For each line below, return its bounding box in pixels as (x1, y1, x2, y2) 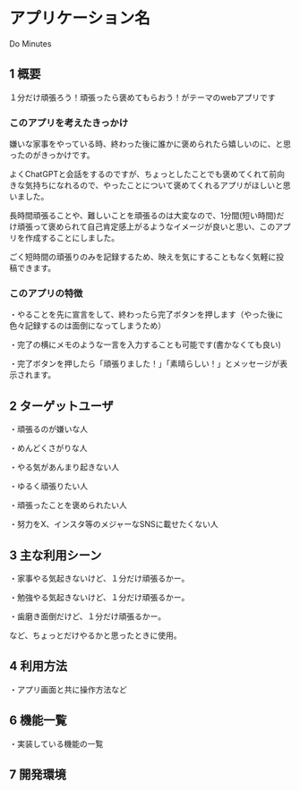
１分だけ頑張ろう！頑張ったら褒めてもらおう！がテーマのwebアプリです (9, 91, 276, 103)
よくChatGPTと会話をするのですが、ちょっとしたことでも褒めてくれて (9, 169, 270, 180)
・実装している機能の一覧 (9, 738, 104, 749)
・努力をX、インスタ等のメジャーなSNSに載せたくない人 (9, 519, 219, 530)
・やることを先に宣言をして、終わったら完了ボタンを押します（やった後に (9, 310, 284, 320)
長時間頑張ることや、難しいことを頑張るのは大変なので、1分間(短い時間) (9, 210, 277, 221)
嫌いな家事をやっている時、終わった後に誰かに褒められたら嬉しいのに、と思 (9, 139, 291, 149)
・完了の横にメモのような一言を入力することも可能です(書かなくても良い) (9, 339, 282, 350)
